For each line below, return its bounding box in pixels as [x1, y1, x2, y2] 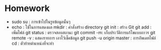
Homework [4, 3, 50, 14]
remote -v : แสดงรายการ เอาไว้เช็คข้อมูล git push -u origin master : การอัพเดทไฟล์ [11, 35, 156, 41]
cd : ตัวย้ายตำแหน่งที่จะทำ [11, 40, 54, 46]
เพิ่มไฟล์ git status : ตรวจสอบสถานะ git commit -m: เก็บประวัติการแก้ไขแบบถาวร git [11, 29, 156, 35]
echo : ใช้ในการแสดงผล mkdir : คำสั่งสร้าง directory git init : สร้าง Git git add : [11, 24, 152, 30]
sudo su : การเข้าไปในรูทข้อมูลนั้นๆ [11, 19, 71, 25]
